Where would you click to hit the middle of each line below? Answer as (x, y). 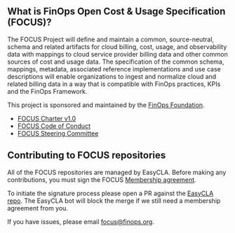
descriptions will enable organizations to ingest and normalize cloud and (112, 76)
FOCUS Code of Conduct (54, 126)
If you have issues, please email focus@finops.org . (81, 221)
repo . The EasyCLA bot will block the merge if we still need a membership (114, 200)
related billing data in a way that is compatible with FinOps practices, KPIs (114, 84)
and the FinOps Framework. (47, 91)
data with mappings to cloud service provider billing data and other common (117, 54)
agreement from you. (38, 208)
